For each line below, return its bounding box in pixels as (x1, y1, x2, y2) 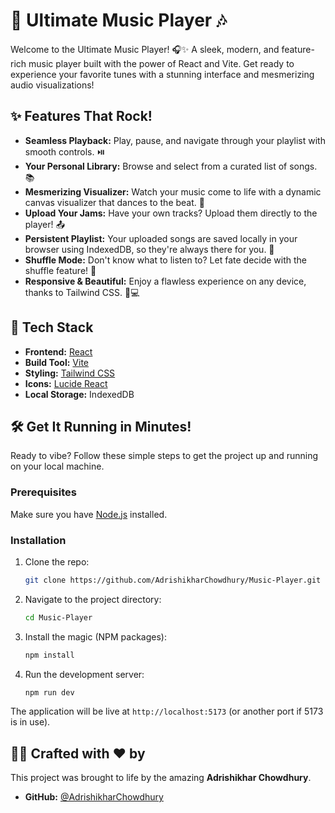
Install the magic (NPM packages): (24, 630, 168, 643)
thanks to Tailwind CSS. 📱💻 (24, 286, 140, 298)
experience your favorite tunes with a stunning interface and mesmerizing (10, 68, 315, 80)
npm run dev (24, 687, 75, 698)
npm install (24, 650, 75, 660)
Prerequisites (10, 485, 77, 499)
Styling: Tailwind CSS (24, 367, 116, 379)
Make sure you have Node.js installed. (10, 508, 168, 520)
